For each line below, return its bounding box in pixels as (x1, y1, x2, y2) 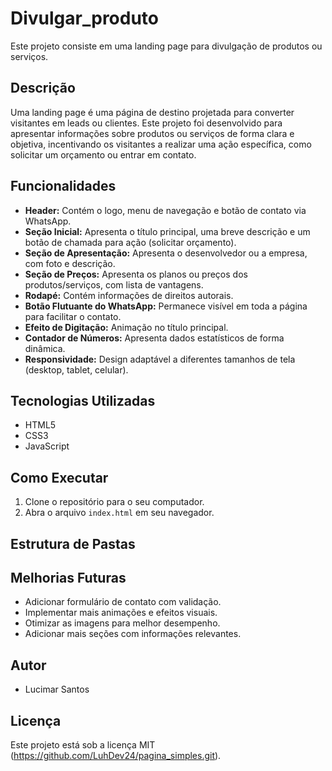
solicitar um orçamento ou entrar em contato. (10, 148, 197, 161)
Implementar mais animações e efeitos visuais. (24, 607, 218, 619)
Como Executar (10, 469, 109, 486)
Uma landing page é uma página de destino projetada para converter (10, 106, 295, 118)
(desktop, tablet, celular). (24, 363, 129, 376)
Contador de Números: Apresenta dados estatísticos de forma (24, 332, 285, 344)
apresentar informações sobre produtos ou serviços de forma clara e (10, 127, 295, 139)
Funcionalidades (10, 178, 117, 195)
